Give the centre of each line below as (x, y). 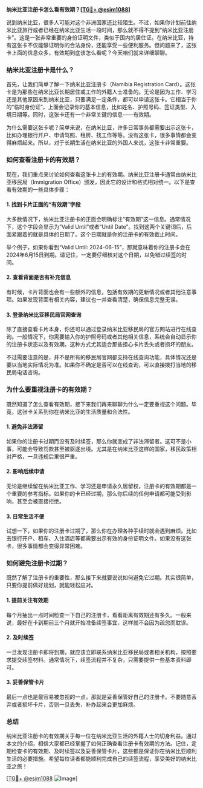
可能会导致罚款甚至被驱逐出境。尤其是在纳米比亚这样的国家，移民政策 (104, 449)
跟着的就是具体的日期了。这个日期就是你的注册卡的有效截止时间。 (99, 234)
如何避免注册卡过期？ (37, 564)
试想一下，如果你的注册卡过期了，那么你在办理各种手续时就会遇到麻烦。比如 (101, 531)
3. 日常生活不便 (25, 516)
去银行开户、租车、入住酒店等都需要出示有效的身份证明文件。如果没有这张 (99, 539)
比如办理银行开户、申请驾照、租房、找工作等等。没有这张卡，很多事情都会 (99, 135)
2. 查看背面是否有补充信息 (39, 277)
